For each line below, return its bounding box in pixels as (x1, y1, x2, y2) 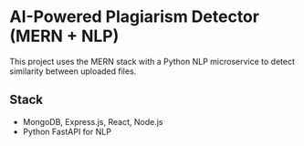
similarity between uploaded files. (9, 66, 137, 77)
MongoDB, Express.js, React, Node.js (22, 116, 163, 127)
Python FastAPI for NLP (22, 126, 112, 137)
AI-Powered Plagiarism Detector (9, 6, 260, 27)
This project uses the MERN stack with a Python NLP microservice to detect (9, 56, 295, 67)
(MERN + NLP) (9, 26, 120, 47)
